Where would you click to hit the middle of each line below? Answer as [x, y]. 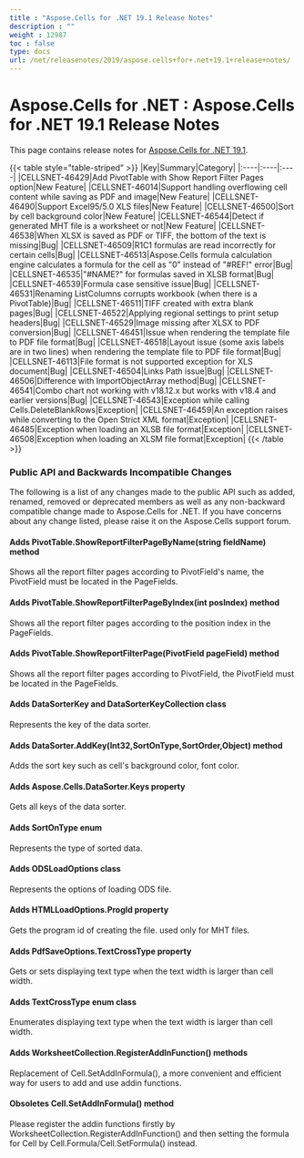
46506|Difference [43, 380]
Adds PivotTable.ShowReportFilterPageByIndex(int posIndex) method [145, 603]
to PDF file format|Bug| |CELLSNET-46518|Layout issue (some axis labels [147, 342]
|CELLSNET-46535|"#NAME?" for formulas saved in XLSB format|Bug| [142, 274]
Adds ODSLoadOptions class [65, 869]
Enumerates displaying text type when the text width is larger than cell [141, 1022]
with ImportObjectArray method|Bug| [147, 380]
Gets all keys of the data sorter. [68, 807]
